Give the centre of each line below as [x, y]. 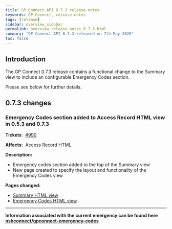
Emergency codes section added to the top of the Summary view [81, 165]
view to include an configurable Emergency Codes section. [68, 77]
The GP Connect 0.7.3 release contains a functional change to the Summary [85, 72]
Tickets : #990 [21, 135]
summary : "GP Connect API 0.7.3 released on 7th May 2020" [70, 34]
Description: [19, 155]
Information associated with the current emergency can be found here [82, 216]
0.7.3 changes [28, 103]
